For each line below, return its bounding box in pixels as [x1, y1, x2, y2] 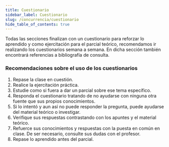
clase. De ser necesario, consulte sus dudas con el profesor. [12, 131, 141, 137]
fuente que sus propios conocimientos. [12, 98, 96, 104]
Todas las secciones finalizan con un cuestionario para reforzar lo [5, 36, 144, 42]
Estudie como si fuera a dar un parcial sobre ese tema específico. [12, 87, 152, 93]
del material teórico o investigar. [12, 109, 81, 115]
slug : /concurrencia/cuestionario [5, 17, 79, 22]
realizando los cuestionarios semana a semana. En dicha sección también [5, 46, 161, 53]
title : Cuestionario [5, 7, 50, 13]
